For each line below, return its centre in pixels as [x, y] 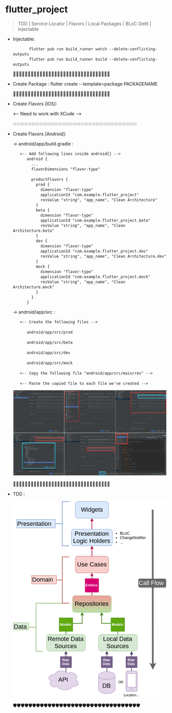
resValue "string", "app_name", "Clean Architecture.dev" [103, 256]
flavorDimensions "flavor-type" [66, 169]
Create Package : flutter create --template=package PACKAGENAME [85, 84]
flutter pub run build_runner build [68, 59]
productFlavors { [50, 179]
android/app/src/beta [49, 342]
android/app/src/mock [49, 363]
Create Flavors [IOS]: [35, 104]
